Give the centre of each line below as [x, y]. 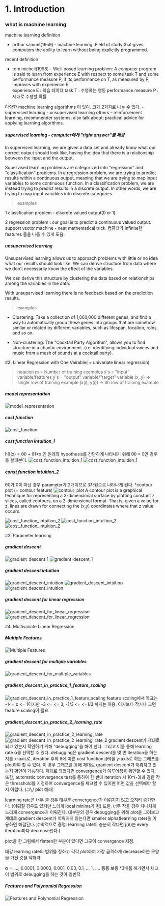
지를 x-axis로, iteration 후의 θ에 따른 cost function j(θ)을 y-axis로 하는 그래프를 [82, 759]
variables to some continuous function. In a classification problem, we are [80, 183]
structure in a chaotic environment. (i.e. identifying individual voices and [85, 348]
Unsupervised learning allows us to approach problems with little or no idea [82, 258]
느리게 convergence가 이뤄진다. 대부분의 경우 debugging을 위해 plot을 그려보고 [82, 812]
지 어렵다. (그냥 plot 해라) [29, 789]
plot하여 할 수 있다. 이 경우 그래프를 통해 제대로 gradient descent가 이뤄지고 [78, 765]
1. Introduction [35, 9]
